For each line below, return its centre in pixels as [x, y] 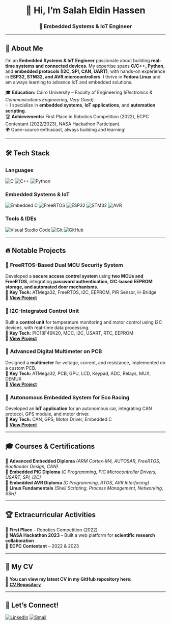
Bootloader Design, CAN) [32, 466]
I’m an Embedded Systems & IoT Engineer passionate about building [78, 61]
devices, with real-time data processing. [48, 328]
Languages [20, 170]
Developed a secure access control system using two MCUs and [74, 276]
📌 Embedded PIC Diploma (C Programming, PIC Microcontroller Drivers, [81, 472]
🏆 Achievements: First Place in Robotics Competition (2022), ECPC [77, 117]
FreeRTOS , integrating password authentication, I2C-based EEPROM [79, 282]
